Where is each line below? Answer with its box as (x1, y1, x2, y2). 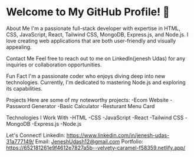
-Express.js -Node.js (31, 120, 82, 127)
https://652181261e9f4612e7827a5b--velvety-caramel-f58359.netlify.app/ (6, 144, 186, 151)
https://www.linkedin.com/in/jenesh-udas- (66, 132, 170, 139)
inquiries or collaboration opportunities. (6, 61, 102, 68)
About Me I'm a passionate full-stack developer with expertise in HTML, (6, 25, 181, 32)
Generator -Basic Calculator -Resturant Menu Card (31, 102, 155, 109)
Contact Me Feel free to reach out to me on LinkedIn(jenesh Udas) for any (6, 55, 186, 62)
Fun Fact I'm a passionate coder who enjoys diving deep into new (6, 72, 166, 79)
